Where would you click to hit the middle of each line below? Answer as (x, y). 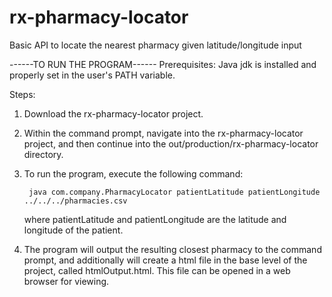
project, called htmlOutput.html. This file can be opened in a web (157, 270)
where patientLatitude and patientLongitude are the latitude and (155, 219)
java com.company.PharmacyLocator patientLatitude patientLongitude (174, 192)
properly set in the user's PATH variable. (92, 75)
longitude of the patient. (73, 230)
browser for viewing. (66, 281)
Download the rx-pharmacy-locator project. (113, 113)
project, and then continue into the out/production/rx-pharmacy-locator (171, 143)
